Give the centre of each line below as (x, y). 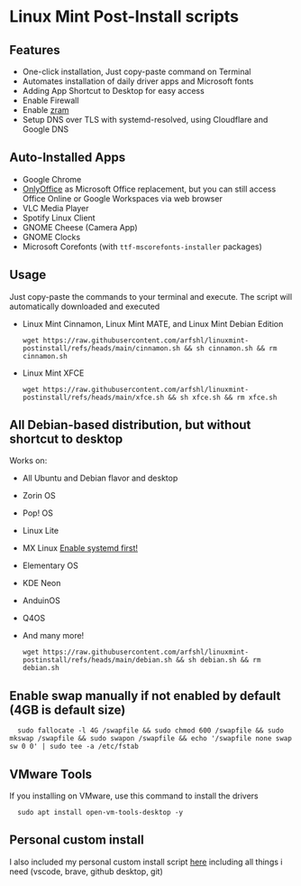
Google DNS (46, 129)
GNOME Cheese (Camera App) (80, 227)
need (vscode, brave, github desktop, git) (87, 871)
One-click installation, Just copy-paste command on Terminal (137, 71)
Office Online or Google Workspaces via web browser (122, 198)
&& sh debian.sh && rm (218, 660)
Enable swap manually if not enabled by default (145, 696)
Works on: (28, 461)
